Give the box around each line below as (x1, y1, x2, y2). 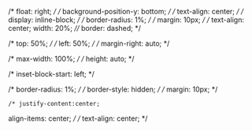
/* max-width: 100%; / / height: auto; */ (8, 54, 135, 63)
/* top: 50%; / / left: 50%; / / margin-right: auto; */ (8, 39, 170, 48)
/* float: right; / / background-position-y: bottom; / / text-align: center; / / (8, 7, 244, 16)
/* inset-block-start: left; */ (8, 69, 94, 78)
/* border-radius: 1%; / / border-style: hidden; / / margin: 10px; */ (8, 84, 218, 94)
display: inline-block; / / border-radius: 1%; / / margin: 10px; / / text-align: (8, 15, 244, 24)
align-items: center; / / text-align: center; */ (8, 114, 148, 123)
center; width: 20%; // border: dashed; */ (8, 24, 142, 32)
